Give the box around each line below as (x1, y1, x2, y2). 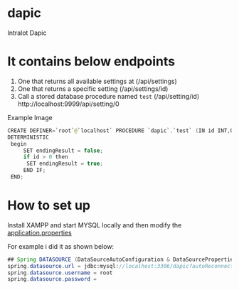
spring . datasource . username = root (7, 269, 113, 276)
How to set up (7, 198, 91, 214)
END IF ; (23, 167, 46, 174)
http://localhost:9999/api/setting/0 (17, 100, 119, 108)
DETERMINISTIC (7, 134, 50, 141)
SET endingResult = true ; (26, 160, 103, 168)
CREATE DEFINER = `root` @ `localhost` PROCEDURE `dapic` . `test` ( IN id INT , (7, 127, 231, 134)
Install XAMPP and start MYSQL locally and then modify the (7, 220, 182, 229)
